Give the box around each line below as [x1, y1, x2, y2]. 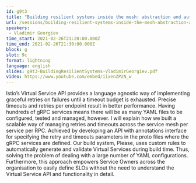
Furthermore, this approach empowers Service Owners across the [6, 158, 165, 165]
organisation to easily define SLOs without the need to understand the [6, 164, 174, 171]
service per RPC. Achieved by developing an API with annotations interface [6, 127, 187, 134]
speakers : [6, 25, 30, 31]
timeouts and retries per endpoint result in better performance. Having [6, 102, 175, 109]
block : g [6, 47, 27, 53]
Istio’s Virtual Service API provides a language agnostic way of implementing [6, 90, 190, 97]
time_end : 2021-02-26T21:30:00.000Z [6, 42, 95, 47]
